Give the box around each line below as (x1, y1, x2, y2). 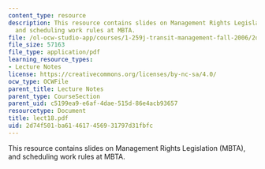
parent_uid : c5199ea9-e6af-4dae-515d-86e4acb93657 (8, 100, 178, 107)
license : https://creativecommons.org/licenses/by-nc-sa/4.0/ (8, 70, 217, 78)
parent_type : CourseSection (8, 92, 101, 100)
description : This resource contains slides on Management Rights (8, 19, 231, 27)
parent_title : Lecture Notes (8, 84, 104, 93)
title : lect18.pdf (8, 115, 69, 122)
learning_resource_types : (8, 56, 93, 64)
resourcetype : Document (8, 107, 87, 115)
